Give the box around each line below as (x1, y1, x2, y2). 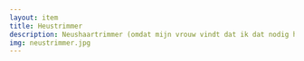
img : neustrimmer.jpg (9, 38, 91, 48)
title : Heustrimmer (9, 22, 83, 30)
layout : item (9, 13, 59, 22)
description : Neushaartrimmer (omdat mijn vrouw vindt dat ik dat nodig (9, 30, 290, 39)
